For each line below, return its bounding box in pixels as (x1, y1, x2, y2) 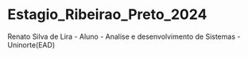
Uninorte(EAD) (7, 40, 56, 49)
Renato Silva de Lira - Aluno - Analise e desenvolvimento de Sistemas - (7, 32, 241, 41)
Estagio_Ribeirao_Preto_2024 (7, 6, 207, 24)
